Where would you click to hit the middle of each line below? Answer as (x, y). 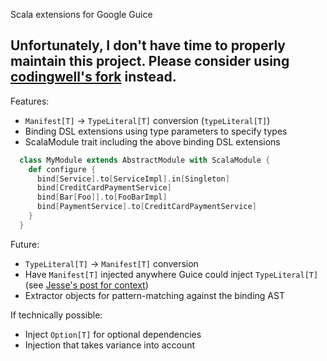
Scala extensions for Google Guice (81, 14)
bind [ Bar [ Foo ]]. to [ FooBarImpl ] (102, 197)
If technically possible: (56, 315)
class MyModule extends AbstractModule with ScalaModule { (145, 160)
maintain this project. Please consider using (150, 61)
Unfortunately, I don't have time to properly (148, 45)
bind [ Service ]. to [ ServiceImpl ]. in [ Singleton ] (133, 179)
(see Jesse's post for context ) (86, 285)
